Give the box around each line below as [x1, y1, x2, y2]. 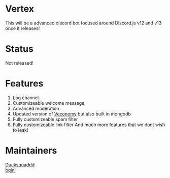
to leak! [12, 127, 28, 133]
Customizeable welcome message [12, 100, 85, 106]
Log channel [12, 95, 39, 101]
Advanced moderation [12, 105, 59, 111]
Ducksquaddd [5, 161, 35, 168]
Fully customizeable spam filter [12, 116, 78, 122]
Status [5, 43, 34, 55]
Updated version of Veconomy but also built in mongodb [12, 110, 131, 117]
